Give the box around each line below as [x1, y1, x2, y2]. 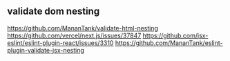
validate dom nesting [7, 6, 100, 17]
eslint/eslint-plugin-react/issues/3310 [7, 38, 114, 47]
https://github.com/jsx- [142, 31, 209, 40]
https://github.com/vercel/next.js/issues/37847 [7, 31, 142, 40]
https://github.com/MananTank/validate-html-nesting [7, 24, 159, 32]
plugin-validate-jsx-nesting [7, 46, 85, 54]
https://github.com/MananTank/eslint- [115, 38, 223, 47]
